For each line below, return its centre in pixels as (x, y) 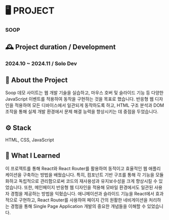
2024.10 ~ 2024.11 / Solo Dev (41, 63)
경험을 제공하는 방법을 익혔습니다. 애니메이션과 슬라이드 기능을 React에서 (82, 193)
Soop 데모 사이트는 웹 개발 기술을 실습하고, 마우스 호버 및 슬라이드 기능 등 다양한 (84, 93)
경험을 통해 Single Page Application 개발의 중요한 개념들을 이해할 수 (78, 206)
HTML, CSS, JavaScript (30, 140)
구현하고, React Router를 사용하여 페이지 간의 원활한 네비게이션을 (83, 200)
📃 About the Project (37, 80)
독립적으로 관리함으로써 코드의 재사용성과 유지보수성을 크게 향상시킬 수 (88, 181)
